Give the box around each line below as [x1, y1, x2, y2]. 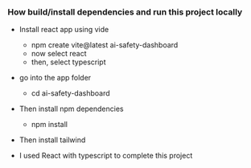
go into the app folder [19, 73, 92, 83]
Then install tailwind [19, 135, 86, 145]
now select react [31, 49, 87, 59]
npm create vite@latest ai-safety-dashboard [31, 40, 179, 50]
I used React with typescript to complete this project [19, 151, 193, 161]
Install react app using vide [19, 25, 109, 35]
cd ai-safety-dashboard [31, 88, 110, 98]
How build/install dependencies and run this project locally [7, 6, 243, 18]
